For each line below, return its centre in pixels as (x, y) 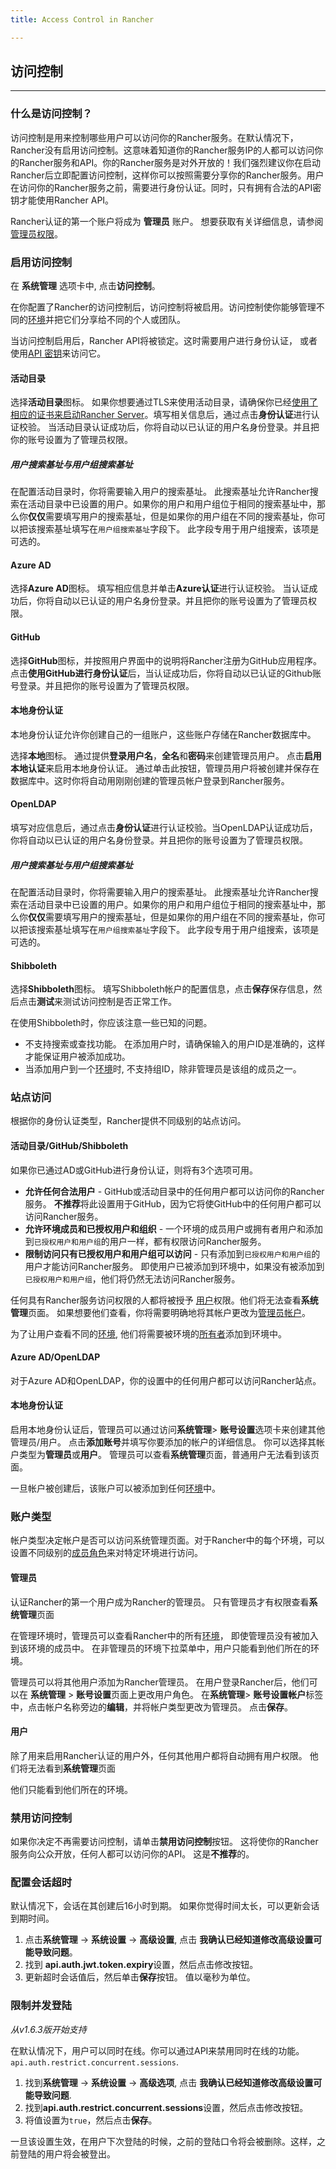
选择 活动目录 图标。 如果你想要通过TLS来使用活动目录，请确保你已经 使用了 (164, 402)
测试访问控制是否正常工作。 (119, 1002)
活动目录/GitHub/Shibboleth (69, 1146)
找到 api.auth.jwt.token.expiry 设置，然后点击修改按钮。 (141, 1965)
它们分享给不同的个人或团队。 (124, 320)
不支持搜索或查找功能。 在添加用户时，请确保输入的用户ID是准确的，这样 (175, 1044)
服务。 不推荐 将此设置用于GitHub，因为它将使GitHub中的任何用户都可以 (173, 1203)
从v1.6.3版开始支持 (48, 2029)
